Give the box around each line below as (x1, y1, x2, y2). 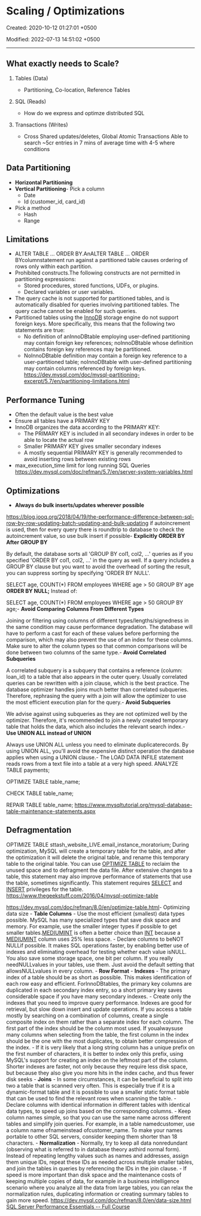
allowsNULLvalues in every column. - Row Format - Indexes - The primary (6, 967, 190, 974)
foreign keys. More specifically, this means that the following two (14, 320, 175, 327)
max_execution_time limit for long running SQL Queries (14, 462, 151, 469)
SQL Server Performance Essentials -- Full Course (6, 1203, 130, 1210)
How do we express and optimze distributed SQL (23, 109, 145, 116)
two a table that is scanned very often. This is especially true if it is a (6, 1082, 175, 1089)
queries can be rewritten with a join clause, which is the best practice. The (6, 679, 190, 687)
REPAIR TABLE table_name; (6, 802, 74, 808)
